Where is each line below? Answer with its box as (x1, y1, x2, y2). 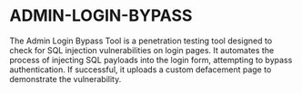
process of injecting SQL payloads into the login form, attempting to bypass (9, 54, 293, 65)
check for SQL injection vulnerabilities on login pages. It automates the (9, 44, 275, 55)
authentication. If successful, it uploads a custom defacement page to (9, 64, 272, 75)
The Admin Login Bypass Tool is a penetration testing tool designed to (9, 35, 273, 46)
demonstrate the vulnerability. (9, 73, 122, 84)
